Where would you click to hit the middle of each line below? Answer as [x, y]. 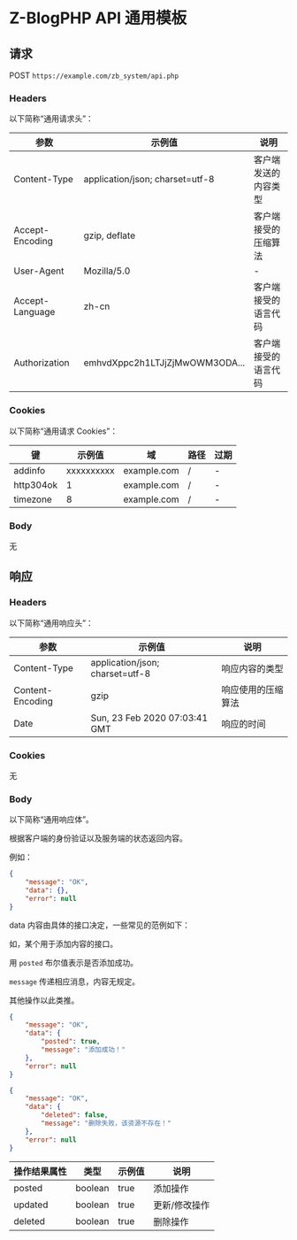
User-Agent [39, 271]
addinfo [30, 470]
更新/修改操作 [182, 1205]
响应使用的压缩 [252, 689]
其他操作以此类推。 [44, 1000]
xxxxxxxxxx [90, 470]
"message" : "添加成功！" [83, 1050]
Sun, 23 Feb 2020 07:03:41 [149, 718]
